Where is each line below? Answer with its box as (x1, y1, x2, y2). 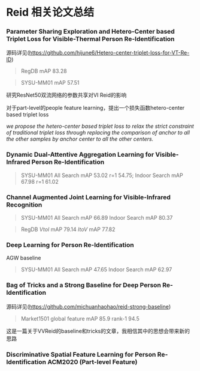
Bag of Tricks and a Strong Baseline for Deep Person (6, 281, 162, 289)
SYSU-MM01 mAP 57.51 (20, 79, 80, 86)
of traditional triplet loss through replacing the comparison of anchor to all (6, 129, 190, 136)
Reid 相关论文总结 (6, 5, 95, 19)
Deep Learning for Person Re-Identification (6, 241, 134, 249)
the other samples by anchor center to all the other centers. (6, 136, 154, 143)
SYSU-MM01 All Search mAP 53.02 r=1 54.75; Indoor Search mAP (20, 172, 184, 179)
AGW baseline (6, 255, 41, 262)
